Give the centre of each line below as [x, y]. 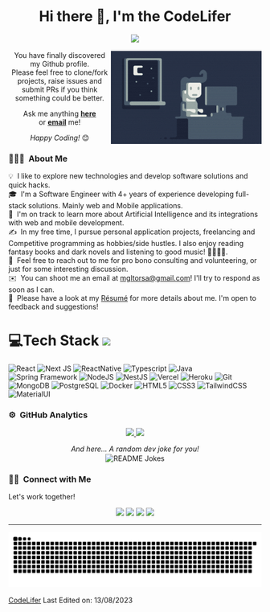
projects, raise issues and [59, 80]
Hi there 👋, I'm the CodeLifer [135, 16]
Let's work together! [42, 497]
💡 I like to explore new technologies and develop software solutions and [128, 176]
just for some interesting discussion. [68, 269]
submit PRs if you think [59, 89]
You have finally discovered [60, 55]
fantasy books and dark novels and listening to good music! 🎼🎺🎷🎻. [118, 252]
